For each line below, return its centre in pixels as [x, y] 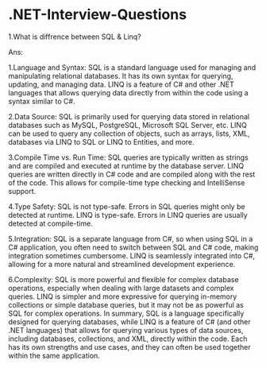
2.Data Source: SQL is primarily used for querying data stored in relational [129, 116]
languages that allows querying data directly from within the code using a [128, 92]
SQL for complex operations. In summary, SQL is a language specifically [126, 313]
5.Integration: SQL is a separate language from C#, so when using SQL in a [131, 238]
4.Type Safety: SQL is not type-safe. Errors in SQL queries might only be [127, 206]
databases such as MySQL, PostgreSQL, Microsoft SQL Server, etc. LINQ [128, 125]
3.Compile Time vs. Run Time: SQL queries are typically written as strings [128, 157]
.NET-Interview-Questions [98, 15]
